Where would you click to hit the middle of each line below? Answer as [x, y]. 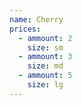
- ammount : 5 [45, 76]
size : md [45, 66]
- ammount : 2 [45, 38]
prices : [25, 29]
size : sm [45, 47]
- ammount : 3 [45, 57]
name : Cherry [36, 19]
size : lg [45, 85]
